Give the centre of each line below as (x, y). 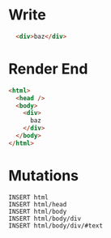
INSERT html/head (38, 204)
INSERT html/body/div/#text (56, 225)
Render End (48, 69)
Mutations (44, 175)
